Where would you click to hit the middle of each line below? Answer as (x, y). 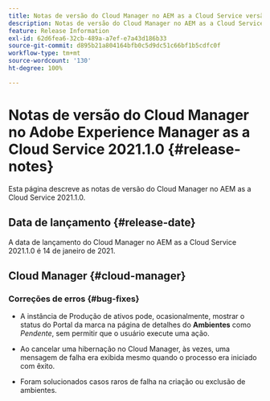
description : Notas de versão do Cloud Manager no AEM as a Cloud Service (136, 23)
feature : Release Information (59, 31)
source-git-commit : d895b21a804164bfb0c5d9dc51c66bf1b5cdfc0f (115, 46)
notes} (31, 166)
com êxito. (37, 366)
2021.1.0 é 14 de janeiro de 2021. (62, 250)
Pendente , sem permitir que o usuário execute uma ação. (115, 333)
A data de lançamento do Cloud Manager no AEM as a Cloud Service (123, 242)
